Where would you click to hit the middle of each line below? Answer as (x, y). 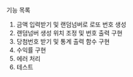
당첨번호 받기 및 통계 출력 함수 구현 (63, 42)
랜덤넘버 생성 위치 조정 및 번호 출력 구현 (69, 33)
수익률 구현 (31, 50)
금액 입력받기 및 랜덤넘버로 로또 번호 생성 (71, 25)
